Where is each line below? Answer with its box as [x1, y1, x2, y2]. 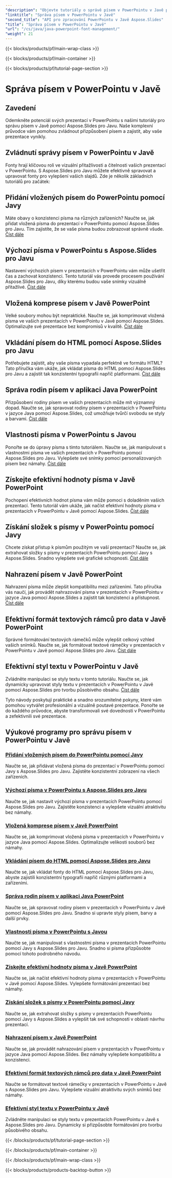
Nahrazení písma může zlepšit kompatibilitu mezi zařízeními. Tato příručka [5, 584, 162, 590]
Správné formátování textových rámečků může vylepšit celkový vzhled [5, 636, 155, 643]
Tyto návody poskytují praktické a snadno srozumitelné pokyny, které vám [5, 696, 162, 703]
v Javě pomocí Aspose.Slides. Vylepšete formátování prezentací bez [5, 981, 150, 987]
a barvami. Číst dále [5, 415, 48, 422]
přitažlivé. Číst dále [5, 284, 46, 290]
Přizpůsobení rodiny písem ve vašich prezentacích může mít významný [5, 399, 155, 405]
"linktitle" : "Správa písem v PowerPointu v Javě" [5, 12, 116, 17]
